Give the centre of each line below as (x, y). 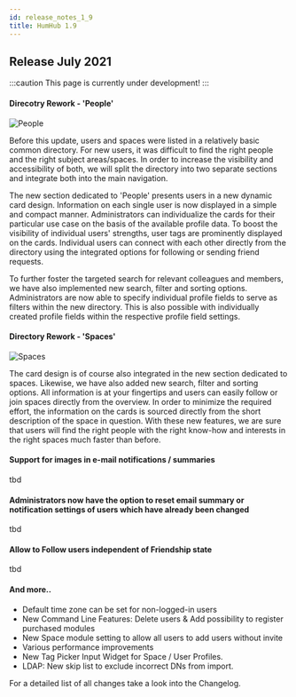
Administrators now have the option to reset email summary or (127, 500)
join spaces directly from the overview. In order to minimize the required (140, 401)
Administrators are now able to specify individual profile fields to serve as (143, 297)
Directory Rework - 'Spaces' (62, 337)
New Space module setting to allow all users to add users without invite (152, 638)
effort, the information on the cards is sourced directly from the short (135, 411)
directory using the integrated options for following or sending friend (134, 252)
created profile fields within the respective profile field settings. (125, 316)
